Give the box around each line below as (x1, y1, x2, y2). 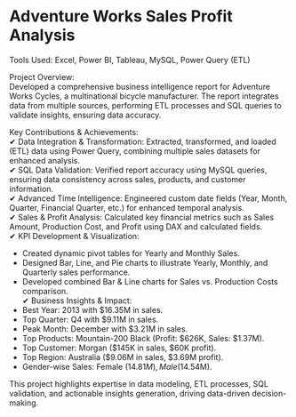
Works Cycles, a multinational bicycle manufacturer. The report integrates (9, 91, 279, 101)
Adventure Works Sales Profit (9, 6, 233, 27)
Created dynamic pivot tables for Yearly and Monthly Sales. (21, 247, 240, 259)
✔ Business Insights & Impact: (21, 295, 132, 306)
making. (9, 397, 39, 408)
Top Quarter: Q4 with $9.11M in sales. (21, 314, 159, 325)
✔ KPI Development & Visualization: (9, 230, 140, 241)
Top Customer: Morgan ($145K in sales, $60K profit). (21, 342, 217, 353)
